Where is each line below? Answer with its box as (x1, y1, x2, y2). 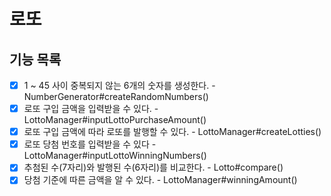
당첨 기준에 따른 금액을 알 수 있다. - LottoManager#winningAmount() (23, 174, 298, 186)
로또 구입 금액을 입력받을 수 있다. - (23, 103, 159, 115)
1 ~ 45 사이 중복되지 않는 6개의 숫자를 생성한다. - (23, 80, 216, 91)
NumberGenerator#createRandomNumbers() (23, 91, 209, 103)
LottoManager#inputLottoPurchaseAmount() (23, 114, 207, 126)
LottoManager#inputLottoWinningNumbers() (23, 150, 207, 162)
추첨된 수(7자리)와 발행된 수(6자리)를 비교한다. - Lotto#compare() (23, 161, 284, 174)
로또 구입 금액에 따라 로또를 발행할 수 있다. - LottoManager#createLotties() (23, 126, 322, 138)
